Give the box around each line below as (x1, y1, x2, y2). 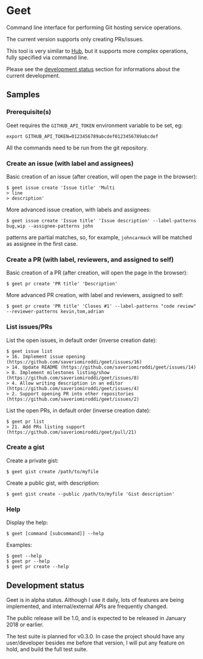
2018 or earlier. (6, 621, 44, 628)
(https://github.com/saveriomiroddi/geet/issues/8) (6, 375, 139, 381)
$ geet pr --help (6, 558, 50, 565)
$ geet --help (6, 553, 42, 559)
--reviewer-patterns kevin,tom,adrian (6, 309, 104, 315)
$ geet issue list (6, 348, 53, 354)
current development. (6, 72, 61, 79)
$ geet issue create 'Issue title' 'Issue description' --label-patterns (6, 217, 197, 224)
